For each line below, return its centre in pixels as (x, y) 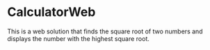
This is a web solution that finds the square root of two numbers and (105, 31)
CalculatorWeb (51, 12)
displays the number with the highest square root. (78, 38)
